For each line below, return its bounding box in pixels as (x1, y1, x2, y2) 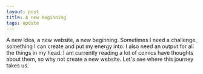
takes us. (6, 62, 29, 69)
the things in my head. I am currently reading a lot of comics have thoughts (6, 49, 194, 57)
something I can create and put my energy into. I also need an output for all (6, 43, 194, 50)
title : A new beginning (6, 14, 67, 20)
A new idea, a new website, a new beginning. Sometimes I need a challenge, (6, 37, 198, 44)
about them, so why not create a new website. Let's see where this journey (6, 55, 194, 63)
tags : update (6, 20, 39, 26)
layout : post (6, 8, 39, 15)
